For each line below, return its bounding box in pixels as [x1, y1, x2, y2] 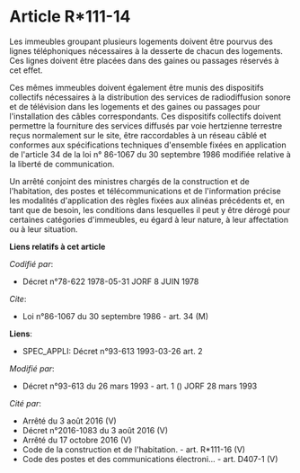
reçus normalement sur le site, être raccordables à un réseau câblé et [9, 129, 267, 140]
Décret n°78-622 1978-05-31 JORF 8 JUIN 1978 [22, 276, 199, 287]
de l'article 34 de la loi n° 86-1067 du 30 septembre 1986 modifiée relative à [9, 148, 292, 159]
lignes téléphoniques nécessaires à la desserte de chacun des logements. [9, 45, 283, 56]
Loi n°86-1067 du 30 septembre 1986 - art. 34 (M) [22, 310, 209, 321]
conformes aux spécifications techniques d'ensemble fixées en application [9, 139, 287, 150]
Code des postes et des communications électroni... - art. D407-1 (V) [22, 453, 278, 464]
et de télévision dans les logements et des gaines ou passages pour [9, 101, 260, 112]
